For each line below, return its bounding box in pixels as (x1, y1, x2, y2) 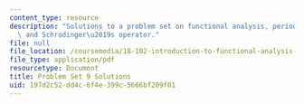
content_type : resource (9, 13, 100, 23)
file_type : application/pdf (9, 55, 116, 64)
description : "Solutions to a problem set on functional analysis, (9, 22, 270, 31)
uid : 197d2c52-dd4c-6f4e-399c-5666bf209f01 (9, 80, 176, 90)
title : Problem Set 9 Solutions (9, 72, 131, 81)
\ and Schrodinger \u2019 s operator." (17, 30, 160, 39)
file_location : (9, 47, 67, 56)
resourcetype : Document (9, 64, 100, 73)
